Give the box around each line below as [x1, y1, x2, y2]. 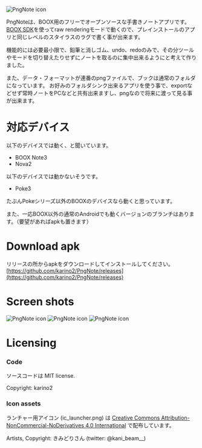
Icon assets [6, 400, 41, 408]
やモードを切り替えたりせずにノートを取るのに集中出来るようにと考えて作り [6, 54, 197, 61]
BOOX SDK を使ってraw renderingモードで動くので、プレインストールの [6, 26, 184, 33]
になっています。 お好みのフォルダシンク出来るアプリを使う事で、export [6, 82, 187, 89]
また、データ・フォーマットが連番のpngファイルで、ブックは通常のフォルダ [6, 75, 196, 81]
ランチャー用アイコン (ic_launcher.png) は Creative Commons [6, 414, 160, 421]
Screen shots [6, 295, 74, 309]
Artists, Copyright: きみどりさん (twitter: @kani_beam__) [6, 434, 146, 442]
